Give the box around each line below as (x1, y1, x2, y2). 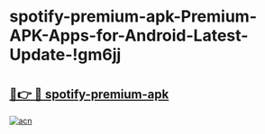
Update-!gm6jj (9, 45, 122, 65)
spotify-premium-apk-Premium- (9, 6, 258, 27)
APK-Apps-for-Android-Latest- (9, 25, 249, 46)
